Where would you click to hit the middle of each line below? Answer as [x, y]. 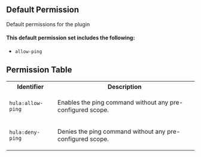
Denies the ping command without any [112, 131]
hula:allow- [26, 103]
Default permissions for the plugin [48, 24]
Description [124, 87]
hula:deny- [25, 132]
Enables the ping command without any [113, 102]
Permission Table [39, 70]
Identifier [31, 87]
